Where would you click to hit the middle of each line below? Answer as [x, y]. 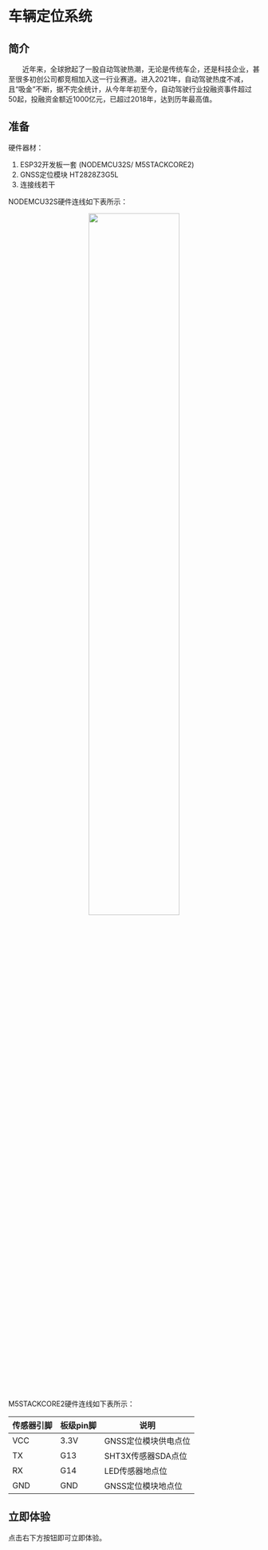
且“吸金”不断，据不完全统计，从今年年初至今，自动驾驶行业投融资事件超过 [130, 89]
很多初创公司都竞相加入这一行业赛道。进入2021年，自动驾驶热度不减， [131, 79]
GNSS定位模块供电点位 [147, 1440]
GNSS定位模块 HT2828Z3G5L [69, 174]
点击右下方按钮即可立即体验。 [57, 1537]
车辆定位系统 [51, 16]
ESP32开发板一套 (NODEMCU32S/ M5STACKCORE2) [107, 164]
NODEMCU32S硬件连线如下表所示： [68, 202]
